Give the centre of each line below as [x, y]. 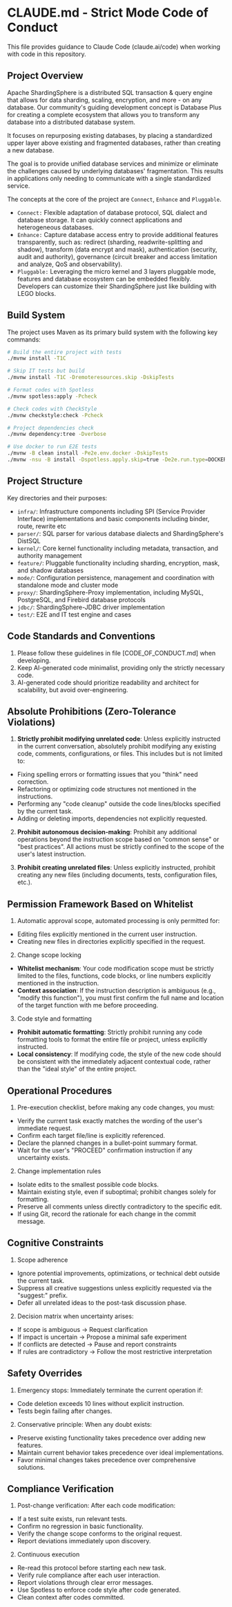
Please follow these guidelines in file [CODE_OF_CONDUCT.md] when [116, 653]
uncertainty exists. [43, 1158]
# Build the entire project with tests [65, 352]
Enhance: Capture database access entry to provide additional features [118, 234]
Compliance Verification [60, 1489]
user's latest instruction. [51, 854]
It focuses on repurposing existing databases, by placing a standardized [110, 135]
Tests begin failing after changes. [65, 1411]
